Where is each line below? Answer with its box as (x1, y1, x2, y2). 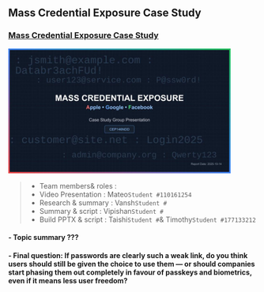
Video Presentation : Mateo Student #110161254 (39, 189, 192, 199)
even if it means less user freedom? (8, 276, 128, 285)
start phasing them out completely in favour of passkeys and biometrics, (8, 268, 252, 277)
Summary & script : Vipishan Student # (39, 206, 164, 215)
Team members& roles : (39, 181, 117, 190)
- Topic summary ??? (8, 233, 79, 242)
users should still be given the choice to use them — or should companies (8, 260, 255, 268)
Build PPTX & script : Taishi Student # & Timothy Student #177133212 (39, 215, 257, 224)
